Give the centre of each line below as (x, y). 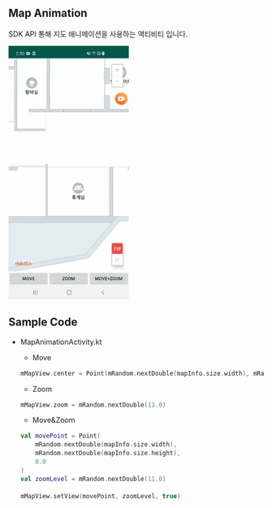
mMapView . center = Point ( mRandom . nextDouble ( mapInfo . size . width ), (135, 373)
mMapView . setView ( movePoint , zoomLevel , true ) (100, 496)
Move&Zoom (54, 420)
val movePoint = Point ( (60, 436)
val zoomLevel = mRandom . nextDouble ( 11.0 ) (93, 479)
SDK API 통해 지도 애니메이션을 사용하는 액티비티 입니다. (98, 34)
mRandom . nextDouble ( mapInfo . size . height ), (108, 454)
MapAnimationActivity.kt (61, 342)
